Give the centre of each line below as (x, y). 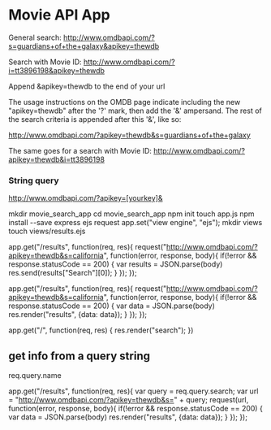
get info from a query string (79, 356)
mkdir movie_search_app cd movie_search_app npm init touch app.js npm (131, 214)
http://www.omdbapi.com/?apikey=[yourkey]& (86, 198)
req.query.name (35, 376)
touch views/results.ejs (47, 231)
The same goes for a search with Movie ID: (80, 150)
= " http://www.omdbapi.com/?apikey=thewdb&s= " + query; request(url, (129, 400)
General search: (35, 37)
